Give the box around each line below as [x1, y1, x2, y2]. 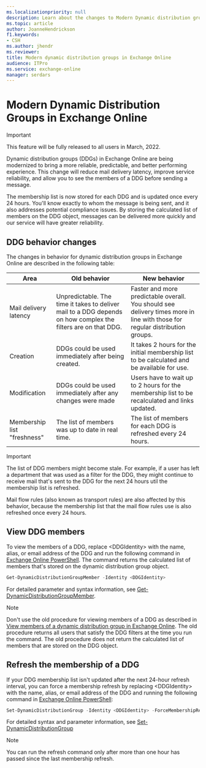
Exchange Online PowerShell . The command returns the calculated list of [6, 556, 191, 563]
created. [56, 360, 80, 368]
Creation [9, 352, 35, 360]
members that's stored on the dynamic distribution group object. [6, 562, 170, 570]
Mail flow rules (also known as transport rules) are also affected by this [6, 496, 186, 503]
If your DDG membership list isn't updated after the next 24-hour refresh [6, 675, 190, 683]
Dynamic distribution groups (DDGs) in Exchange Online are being [6, 155, 174, 162]
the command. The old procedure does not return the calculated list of [6, 635, 185, 642]
